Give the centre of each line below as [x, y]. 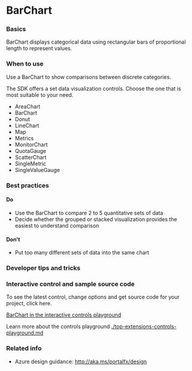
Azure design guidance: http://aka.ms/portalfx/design [81, 361]
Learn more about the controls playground [58, 327]
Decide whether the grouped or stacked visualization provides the [96, 219]
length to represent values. [39, 48]
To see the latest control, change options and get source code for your [93, 297]
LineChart [27, 125]
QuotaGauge [30, 151]
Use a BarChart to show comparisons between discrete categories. [89, 77]
